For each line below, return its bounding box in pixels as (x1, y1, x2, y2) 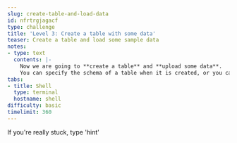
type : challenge (7, 23, 55, 30)
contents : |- (13, 56, 52, 63)
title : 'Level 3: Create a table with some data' (7, 30, 157, 37)
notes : (7, 43, 27, 50)
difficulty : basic (7, 102, 61, 109)
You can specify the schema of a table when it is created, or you (20, 69, 222, 76)
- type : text (7, 50, 46, 57)
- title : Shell (7, 82, 52, 89)
